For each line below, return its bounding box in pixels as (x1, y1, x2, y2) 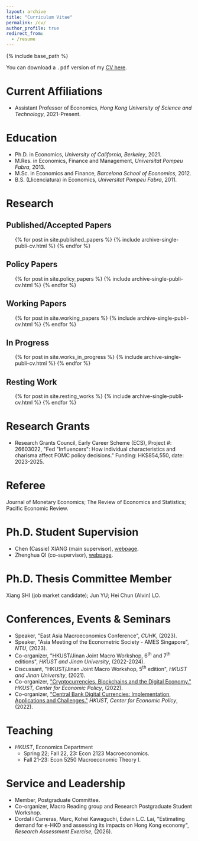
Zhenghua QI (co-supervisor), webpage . (14, 551, 113, 558)
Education (6, 131, 57, 145)
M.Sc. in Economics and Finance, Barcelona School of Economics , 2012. (14, 169, 191, 176)
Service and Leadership (6, 777, 126, 791)
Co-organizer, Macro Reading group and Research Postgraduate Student (14, 803, 192, 810)
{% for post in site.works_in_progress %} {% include (14, 354, 143, 361)
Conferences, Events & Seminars (6, 612, 171, 626)
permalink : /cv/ (6, 20, 46, 25)
